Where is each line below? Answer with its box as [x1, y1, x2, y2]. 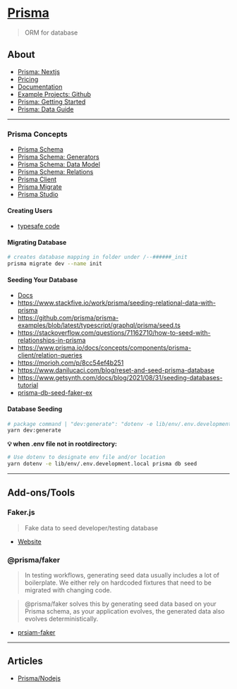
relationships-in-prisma [17, 336, 86, 345]
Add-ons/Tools [7, 487, 75, 499]
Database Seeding [7, 405, 63, 413]
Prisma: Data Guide [17, 104, 74, 114]
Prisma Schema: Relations [17, 168, 94, 176]
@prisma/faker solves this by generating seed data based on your [24, 599, 217, 608]
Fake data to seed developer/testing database [24, 523, 159, 532]
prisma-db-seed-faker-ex [17, 389, 93, 397]
